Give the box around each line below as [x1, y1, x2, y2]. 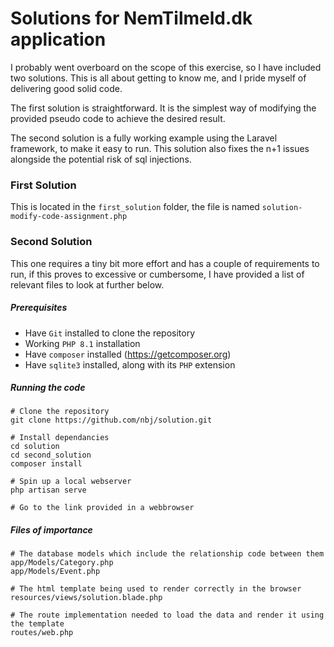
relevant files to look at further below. [10, 278, 165, 291]
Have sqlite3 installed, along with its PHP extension [24, 358, 236, 371]
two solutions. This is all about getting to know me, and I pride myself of [10, 72, 307, 84]
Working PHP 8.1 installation [24, 337, 141, 349]
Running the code [10, 382, 86, 394]
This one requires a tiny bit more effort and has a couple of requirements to [10, 257, 320, 269]
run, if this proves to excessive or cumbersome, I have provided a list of [10, 268, 305, 280]
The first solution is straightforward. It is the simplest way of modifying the [10, 102, 317, 114]
